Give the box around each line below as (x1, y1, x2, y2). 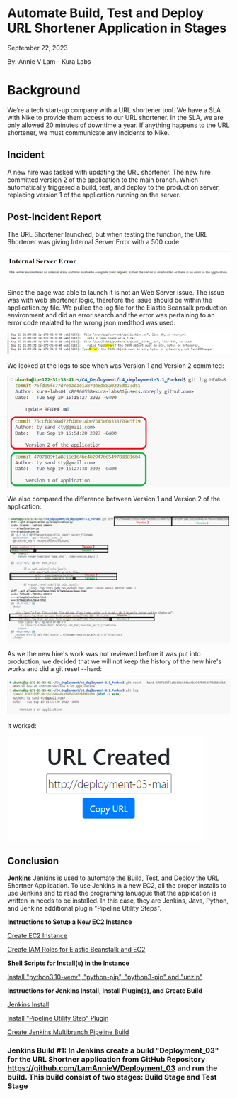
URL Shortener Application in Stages (7, 20, 227, 36)
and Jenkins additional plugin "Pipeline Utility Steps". (7, 904, 161, 913)
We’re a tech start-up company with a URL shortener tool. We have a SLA (7, 105, 221, 114)
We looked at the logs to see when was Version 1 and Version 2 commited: (7, 361, 224, 370)
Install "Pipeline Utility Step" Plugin (7, 1014, 109, 1023)
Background (7, 82, 81, 99)
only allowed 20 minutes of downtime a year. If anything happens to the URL (7, 121, 230, 129)
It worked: (7, 722, 37, 730)
